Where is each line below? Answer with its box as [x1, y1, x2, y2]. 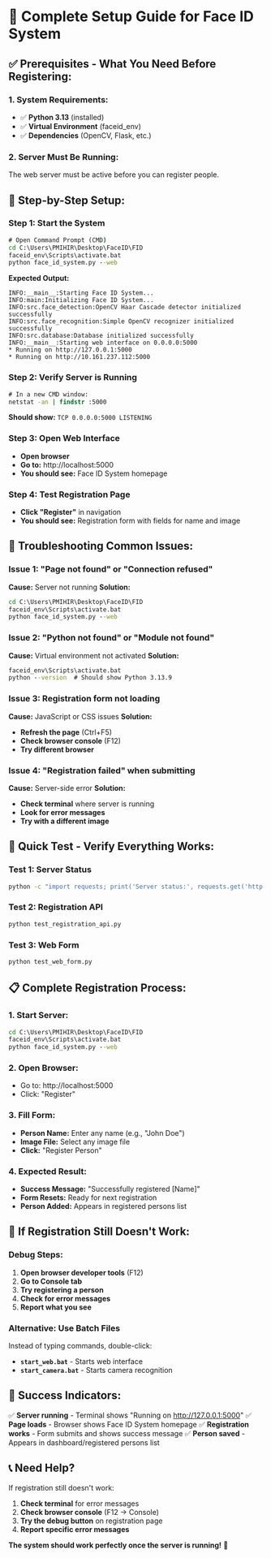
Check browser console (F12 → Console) [19, 1507, 160, 1517]
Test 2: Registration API [8, 901, 104, 913]
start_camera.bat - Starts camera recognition [19, 1366, 173, 1375]
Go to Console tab [19, 1276, 83, 1286]
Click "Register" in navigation [19, 507, 122, 516]
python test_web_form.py [8, 957, 92, 965]
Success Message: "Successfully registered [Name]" [19, 1185, 200, 1194]
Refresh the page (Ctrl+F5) [19, 727, 112, 737]
